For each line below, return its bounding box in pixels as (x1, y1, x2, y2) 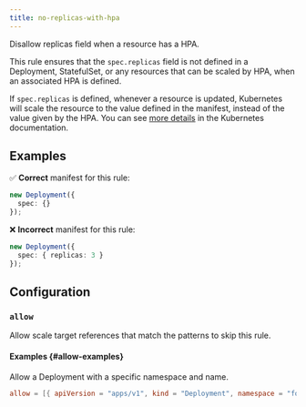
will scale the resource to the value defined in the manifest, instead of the (9, 102, 285, 114)
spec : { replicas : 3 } (17, 250, 104, 259)
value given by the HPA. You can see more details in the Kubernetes (9, 112, 264, 123)
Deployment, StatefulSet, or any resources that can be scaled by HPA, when (9, 66, 296, 76)
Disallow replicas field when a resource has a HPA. (9, 38, 200, 49)
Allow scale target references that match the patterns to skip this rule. (9, 330, 271, 341)
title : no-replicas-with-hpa (9, 13, 120, 23)
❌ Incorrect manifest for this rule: (9, 224, 136, 235)
